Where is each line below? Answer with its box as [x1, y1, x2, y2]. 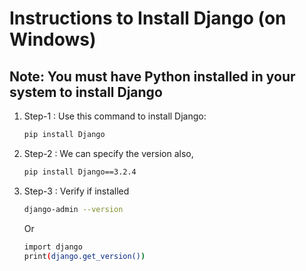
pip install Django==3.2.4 [23, 167, 137, 177]
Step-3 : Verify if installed [23, 185, 130, 197]
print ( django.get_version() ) [23, 251, 146, 261]
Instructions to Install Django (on [9, 7, 287, 30]
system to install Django [9, 83, 163, 101]
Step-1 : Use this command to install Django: [23, 110, 207, 122]
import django [23, 242, 83, 252]
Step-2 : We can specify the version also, [23, 147, 194, 159]
